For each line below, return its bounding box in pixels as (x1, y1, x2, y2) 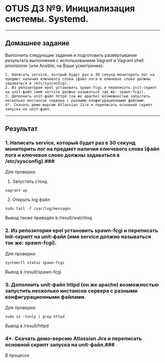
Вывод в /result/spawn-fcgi (5, 269, 61, 275)
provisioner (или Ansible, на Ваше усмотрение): (5, 63, 104, 68)
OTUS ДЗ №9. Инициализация (5, 3, 135, 14)
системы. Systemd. (5, 13, 89, 25)
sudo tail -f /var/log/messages (5, 206, 71, 211)
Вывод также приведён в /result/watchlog (5, 215, 92, 221)
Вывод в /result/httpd (5, 323, 49, 329)
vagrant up (5, 188, 27, 193)
